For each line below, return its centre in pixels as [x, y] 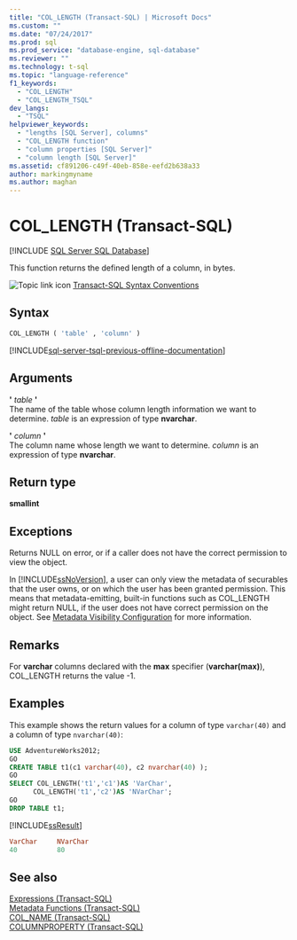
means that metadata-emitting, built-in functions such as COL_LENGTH [140, 599]
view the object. [39, 562]
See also [33, 877]
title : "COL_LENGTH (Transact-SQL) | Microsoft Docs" [111, 17]
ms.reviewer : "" [39, 59]
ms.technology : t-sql [49, 67]
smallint [24, 504]
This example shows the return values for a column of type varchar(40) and [148, 725]
